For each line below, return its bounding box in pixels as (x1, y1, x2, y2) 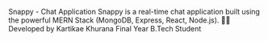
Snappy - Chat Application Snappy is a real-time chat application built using (8, 7, 261, 16)
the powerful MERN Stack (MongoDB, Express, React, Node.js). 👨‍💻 (8, 15, 231, 25)
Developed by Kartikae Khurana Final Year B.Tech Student (8, 24, 202, 33)
